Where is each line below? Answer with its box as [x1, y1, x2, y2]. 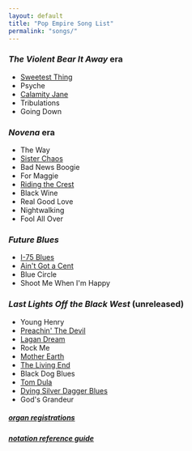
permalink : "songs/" [8, 27, 79, 35]
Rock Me [19, 343, 50, 352]
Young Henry [19, 317, 65, 326]
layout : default [8, 11, 63, 20]
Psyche [19, 80, 46, 90]
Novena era [8, 126, 55, 138]
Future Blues [8, 234, 59, 245]
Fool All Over [19, 214, 63, 223]
